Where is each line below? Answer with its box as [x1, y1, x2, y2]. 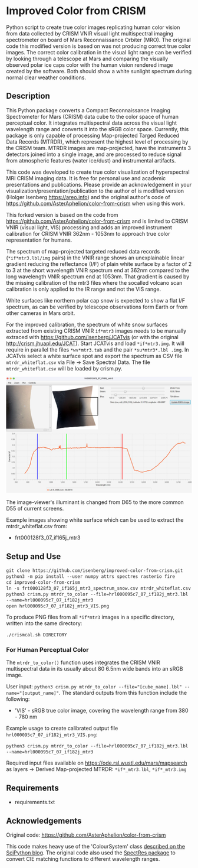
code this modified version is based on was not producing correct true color [6, 43, 192, 50]
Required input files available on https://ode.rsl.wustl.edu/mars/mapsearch [6, 759, 187, 766]
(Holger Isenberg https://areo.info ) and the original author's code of [6, 193, 170, 200]
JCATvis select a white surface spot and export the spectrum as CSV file [6, 352, 183, 359]
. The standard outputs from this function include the [58, 690, 187, 697]
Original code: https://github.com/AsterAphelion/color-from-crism [6, 831, 166, 838]
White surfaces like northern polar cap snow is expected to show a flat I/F [6, 297, 186, 304]
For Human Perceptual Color [6, 645, 89, 654]
